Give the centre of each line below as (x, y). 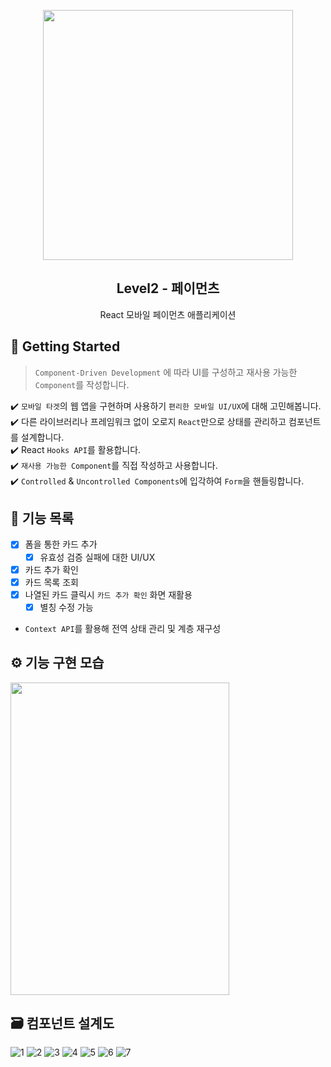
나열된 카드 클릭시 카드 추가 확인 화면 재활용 (108, 594)
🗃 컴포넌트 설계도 (62, 1023)
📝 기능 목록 (42, 518)
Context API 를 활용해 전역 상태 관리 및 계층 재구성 (123, 628)
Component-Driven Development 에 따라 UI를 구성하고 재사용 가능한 (166, 372)
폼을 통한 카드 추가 (61, 544)
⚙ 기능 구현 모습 (57, 663)
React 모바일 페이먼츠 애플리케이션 (168, 314)
